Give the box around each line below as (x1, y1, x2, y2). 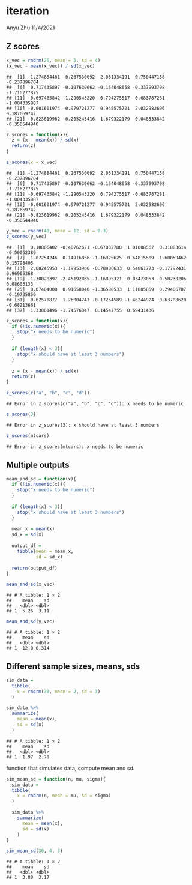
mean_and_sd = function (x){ (6, 476, 77, 482)
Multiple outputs (6, 460, 70, 470)
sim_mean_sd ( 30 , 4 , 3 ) (6, 848, 63, 854)
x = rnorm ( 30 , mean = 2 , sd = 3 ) (17, 689, 101, 695)
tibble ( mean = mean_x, (17, 548, 74, 554)
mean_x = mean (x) (11, 526, 55, 532)
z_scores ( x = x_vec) (6, 159, 58, 165)
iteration (6, 4, 49, 18)
